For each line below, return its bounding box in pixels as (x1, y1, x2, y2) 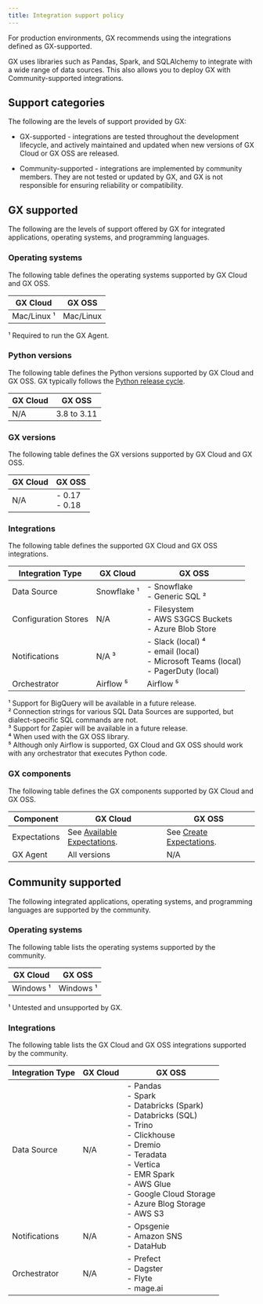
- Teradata (126, 1149, 167, 1160)
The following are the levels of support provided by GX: (8, 117, 186, 126)
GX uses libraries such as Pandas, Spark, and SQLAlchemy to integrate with (8, 57, 253, 66)
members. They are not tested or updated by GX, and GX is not (19, 172, 223, 181)
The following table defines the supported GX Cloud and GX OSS (8, 541, 218, 551)
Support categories (8, 96, 106, 110)
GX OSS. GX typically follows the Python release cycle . (8, 376, 186, 386)
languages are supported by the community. (8, 905, 151, 914)
